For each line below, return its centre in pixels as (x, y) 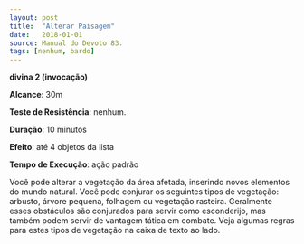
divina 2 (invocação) (49, 77)
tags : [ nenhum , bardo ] (52, 52)
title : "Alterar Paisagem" (62, 26)
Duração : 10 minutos (48, 130)
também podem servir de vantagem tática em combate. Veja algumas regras (152, 221)
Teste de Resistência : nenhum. (68, 112)
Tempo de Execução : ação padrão (74, 164)
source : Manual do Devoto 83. (66, 43)
